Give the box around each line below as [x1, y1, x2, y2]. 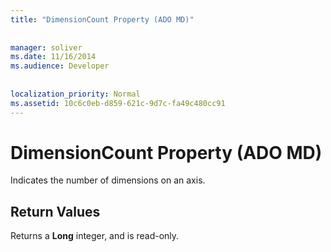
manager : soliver [10, 42, 83, 53]
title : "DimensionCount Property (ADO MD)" [10, 14, 195, 25]
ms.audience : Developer [10, 61, 110, 71]
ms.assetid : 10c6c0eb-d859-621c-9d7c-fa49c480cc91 [10, 98, 226, 108]
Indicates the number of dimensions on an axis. [10, 174, 206, 186]
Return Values [10, 203, 101, 220]
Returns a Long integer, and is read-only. [10, 230, 180, 242]
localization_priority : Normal [10, 89, 141, 99]
